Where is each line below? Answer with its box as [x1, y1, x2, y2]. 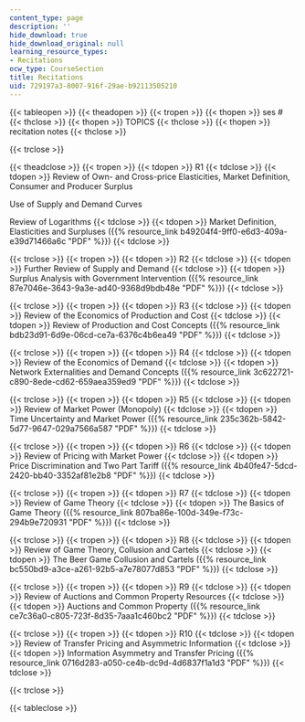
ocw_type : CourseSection [9, 65, 104, 74]
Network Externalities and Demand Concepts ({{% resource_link [9, 366, 251, 377]
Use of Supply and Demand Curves [9, 198, 143, 209]
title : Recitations [9, 73, 84, 82]
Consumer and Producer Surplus [9, 180, 133, 192]
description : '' [9, 22, 71, 31]
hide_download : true [9, 30, 89, 39]
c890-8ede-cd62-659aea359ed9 [9, 376, 137, 387]
